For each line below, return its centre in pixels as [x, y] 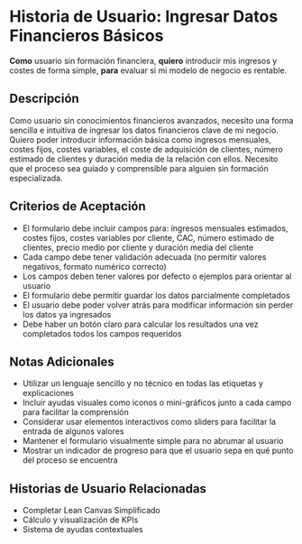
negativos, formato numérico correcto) [94, 266]
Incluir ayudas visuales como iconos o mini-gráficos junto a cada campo [157, 402]
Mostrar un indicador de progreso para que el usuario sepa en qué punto [158, 451]
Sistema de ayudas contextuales [82, 530]
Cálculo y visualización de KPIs [80, 520]
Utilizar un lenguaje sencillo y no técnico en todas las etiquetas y [143, 383]
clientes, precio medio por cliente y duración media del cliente [138, 247]
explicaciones [48, 393]
